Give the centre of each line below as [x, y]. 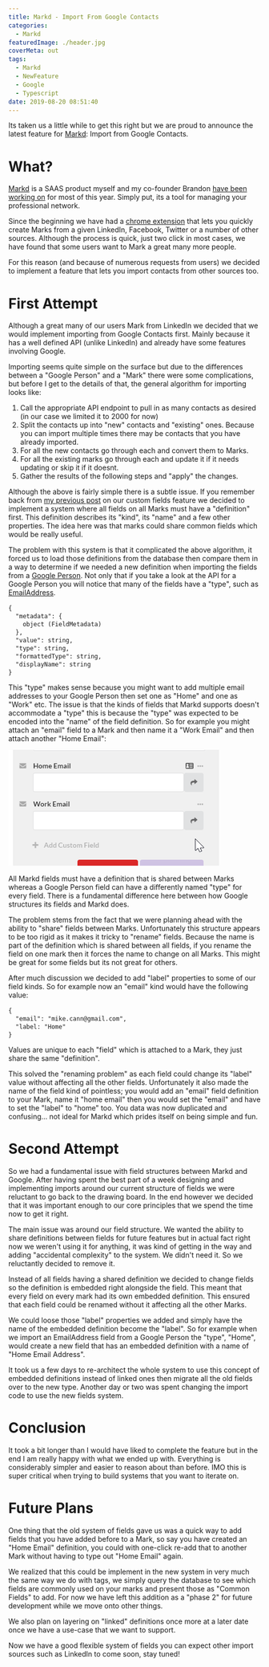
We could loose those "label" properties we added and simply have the [125, 1320]
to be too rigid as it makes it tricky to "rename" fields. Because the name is [131, 937]
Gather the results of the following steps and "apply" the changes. [129, 476]
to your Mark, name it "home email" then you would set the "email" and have [134, 1099]
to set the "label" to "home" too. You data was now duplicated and [118, 1108]
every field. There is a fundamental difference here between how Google [128, 896]
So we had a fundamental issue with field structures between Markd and [128, 1172]
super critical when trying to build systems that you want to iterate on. [124, 1476]
